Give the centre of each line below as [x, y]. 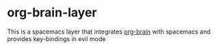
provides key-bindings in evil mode [56, 38]
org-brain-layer [52, 13]
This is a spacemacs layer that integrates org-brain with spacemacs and [109, 32]
